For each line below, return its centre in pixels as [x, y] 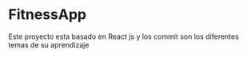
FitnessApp [47, 15]
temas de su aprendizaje [49, 44]
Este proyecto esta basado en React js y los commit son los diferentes [124, 36]
